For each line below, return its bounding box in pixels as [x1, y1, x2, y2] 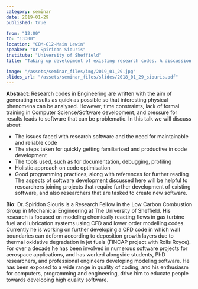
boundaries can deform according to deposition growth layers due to [6, 232, 174, 239]
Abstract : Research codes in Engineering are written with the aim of [6, 90, 173, 98]
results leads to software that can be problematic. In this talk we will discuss [6, 115, 191, 122]
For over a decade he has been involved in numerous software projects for [6, 245, 188, 252]
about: [6, 122, 22, 129]
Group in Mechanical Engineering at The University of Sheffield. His [6, 207, 171, 215]
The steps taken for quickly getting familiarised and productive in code [14, 145, 187, 152]
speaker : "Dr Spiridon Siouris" [6, 47, 86, 53]
